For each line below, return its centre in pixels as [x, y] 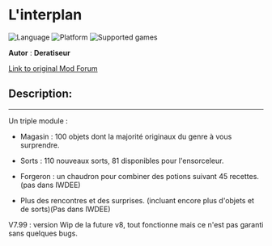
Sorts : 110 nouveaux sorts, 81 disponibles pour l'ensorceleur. [122, 161]
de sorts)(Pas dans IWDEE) [65, 209]
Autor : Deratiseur [39, 52]
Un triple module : [38, 121]
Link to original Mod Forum [53, 68]
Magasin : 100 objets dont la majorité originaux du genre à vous [126, 136]
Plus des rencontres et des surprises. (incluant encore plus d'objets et [137, 200]
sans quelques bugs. [43, 233]
